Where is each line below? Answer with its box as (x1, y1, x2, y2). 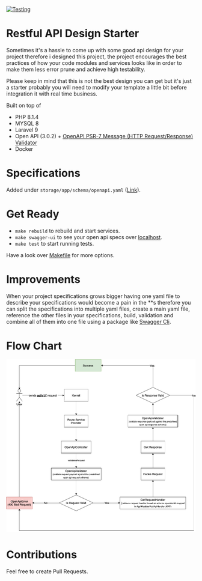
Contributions (6, 547, 77, 561)
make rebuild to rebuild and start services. (14, 227, 120, 234)
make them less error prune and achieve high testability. (6, 65, 145, 73)
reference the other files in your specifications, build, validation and (6, 311, 174, 318)
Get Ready (6, 207, 60, 221)
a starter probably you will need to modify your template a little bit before (6, 84, 188, 91)
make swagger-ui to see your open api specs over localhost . (14, 233, 162, 240)
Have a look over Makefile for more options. (6, 251, 115, 258)
